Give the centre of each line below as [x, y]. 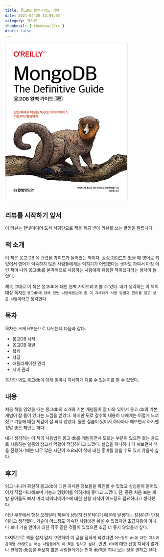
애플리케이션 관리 [29, 363]
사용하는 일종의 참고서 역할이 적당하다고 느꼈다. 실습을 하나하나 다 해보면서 [81, 444]
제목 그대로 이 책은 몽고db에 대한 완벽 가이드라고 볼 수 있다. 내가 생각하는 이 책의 [82, 286]
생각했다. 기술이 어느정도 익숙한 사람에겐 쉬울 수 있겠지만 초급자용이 [83, 521]
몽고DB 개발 [24, 345]
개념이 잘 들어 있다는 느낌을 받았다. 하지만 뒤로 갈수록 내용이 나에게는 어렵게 [78, 415]
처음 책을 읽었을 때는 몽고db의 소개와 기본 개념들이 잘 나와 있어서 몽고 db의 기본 [81, 410]
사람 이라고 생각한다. [29, 298]
